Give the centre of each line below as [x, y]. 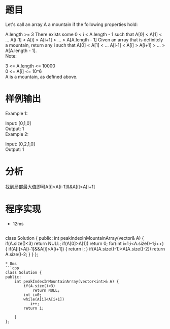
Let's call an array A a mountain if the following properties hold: [72, 24]
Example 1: [16, 113]
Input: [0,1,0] [18, 123]
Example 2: [17, 134]
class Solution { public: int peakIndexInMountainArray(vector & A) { [75, 238]
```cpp [12, 268]
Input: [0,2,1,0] [20, 144]
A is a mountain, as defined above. [41, 77]
